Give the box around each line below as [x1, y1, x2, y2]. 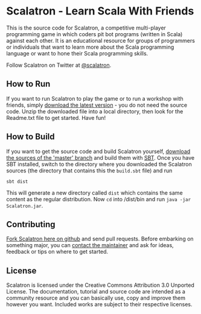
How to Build [6, 131, 56, 142]
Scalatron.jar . [6, 202, 43, 209]
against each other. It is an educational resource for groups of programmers [6, 37, 195, 44]
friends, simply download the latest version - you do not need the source [6, 101, 188, 108]
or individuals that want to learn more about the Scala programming [6, 43, 174, 51]
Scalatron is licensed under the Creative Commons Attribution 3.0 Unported [6, 281, 194, 289]
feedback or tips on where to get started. [6, 248, 109, 256]
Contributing [6, 219, 56, 230]
